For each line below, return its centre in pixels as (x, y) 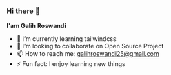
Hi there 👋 (23, 11)
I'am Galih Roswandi (36, 26)
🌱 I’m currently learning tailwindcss (66, 39)
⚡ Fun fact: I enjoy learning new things (71, 64)
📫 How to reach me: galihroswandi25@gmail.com (88, 54)
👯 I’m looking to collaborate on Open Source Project (90, 46)
